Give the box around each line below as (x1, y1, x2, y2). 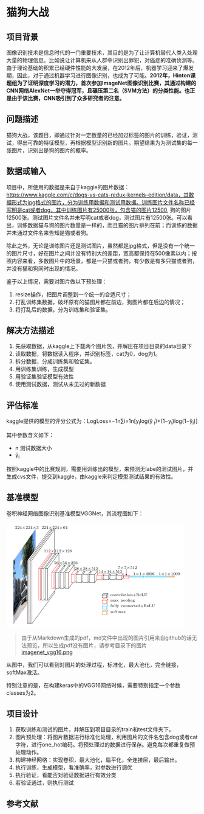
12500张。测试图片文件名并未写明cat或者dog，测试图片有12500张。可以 (6, 214, 188, 221)
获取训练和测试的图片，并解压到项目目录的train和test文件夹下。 (15, 726, 174, 733)
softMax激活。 (6, 669, 43, 676)
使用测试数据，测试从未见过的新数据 (15, 381, 106, 388)
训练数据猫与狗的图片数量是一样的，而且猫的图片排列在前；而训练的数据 (16, 221, 198, 229)
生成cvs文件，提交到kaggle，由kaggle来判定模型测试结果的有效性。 (6, 473, 177, 480)
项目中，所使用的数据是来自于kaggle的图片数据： (6, 183, 130, 190)
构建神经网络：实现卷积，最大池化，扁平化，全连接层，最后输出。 (15, 756, 180, 764)
